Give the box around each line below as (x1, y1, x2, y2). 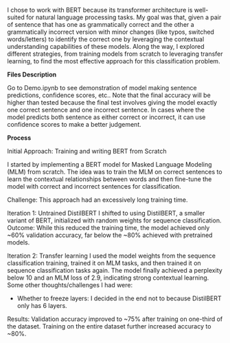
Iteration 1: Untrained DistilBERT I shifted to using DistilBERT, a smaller (7, 209, 205, 217)
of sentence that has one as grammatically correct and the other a (7, 21, 194, 28)
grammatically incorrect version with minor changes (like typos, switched (7, 28, 215, 36)
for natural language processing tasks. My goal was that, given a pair (26, 13, 222, 21)
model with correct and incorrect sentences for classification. (7, 183, 182, 190)
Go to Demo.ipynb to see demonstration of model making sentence (7, 84, 197, 92)
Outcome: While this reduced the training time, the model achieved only (7, 224, 210, 231)
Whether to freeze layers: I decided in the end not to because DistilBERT (16, 294, 222, 302)
